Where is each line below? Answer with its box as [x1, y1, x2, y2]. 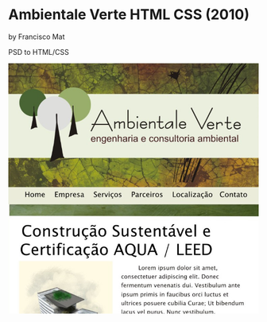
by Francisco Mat [8, 32, 65, 41]
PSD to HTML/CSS [8, 47, 69, 56]
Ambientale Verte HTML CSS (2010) [8, 6, 250, 24]
